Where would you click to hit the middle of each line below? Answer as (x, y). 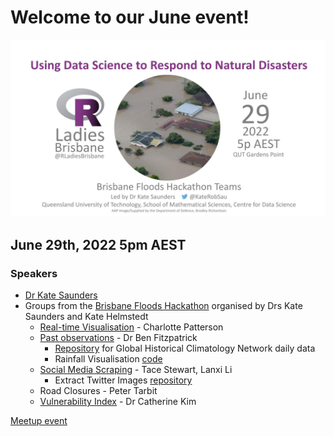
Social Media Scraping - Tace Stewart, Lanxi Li (136, 370)
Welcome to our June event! (130, 17)
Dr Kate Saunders (61, 295)
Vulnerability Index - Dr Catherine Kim (118, 402)
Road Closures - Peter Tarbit (98, 391)
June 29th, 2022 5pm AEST (98, 244)
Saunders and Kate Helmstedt (86, 317)
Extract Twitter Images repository (123, 380)
